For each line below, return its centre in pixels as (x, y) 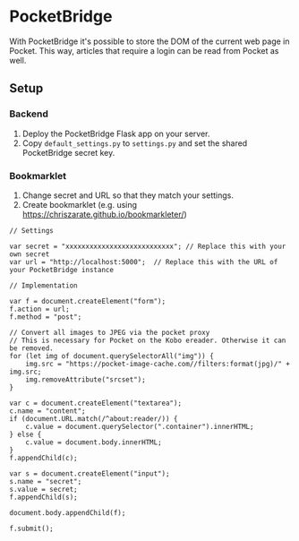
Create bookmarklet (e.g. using (79, 204)
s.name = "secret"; (46, 481)
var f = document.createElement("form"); (88, 301)
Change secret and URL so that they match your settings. (128, 195)
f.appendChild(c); (43, 458)
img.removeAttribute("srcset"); (85, 379)
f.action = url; (39, 309)
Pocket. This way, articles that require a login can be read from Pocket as (144, 50)
